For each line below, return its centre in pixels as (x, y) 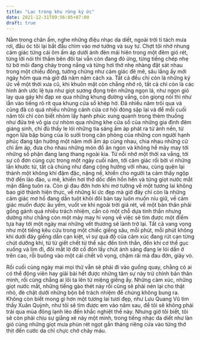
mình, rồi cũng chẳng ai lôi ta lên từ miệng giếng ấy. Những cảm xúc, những (99, 280)
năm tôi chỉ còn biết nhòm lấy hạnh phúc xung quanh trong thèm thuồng (95, 116)
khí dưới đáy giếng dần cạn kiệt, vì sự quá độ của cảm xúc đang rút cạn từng (100, 237)
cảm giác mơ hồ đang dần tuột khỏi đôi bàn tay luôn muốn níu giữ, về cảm (97, 198)
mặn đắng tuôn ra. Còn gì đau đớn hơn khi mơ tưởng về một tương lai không (99, 186)
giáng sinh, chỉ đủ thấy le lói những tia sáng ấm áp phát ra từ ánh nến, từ (95, 128)
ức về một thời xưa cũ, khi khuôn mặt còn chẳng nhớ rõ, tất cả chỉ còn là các (100, 84)
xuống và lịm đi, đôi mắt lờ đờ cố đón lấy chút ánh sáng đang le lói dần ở (95, 249)
